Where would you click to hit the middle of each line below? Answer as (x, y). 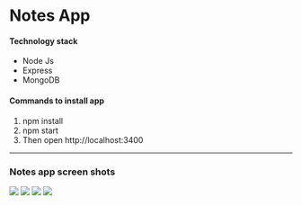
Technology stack (44, 40)
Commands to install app (57, 101)
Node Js (38, 61)
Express (37, 71)
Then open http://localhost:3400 (83, 139)
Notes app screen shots (62, 172)
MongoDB (41, 80)
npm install (43, 120)
